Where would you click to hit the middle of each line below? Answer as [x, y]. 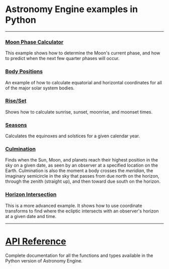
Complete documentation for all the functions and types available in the [79, 255]
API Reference [36, 241]
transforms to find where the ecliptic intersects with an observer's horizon [82, 211]
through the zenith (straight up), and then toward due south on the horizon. [83, 181]
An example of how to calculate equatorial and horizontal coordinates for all [83, 82]
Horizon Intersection [31, 194]
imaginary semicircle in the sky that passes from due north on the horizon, [82, 176]
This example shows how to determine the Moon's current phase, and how [83, 53]
